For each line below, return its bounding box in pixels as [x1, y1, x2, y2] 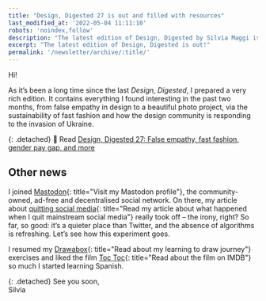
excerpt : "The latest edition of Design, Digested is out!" [8, 41, 211, 49]
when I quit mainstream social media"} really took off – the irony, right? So [8, 211, 249, 222]
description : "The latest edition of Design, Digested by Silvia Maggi [8, 33, 249, 42]
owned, [8, 195, 33, 204]
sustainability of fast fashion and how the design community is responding [8, 111, 251, 120]
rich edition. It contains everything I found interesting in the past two [8, 94, 231, 103]
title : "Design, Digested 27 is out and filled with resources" [8, 11, 225, 20]
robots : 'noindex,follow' [8, 26, 93, 34]
